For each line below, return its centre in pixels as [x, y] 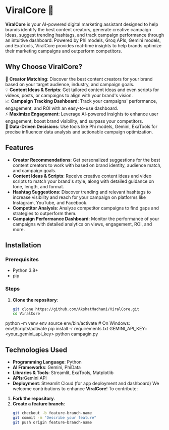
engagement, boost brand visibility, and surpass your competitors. [74, 121]
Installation [23, 245]
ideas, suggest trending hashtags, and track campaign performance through [85, 35]
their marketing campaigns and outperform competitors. [64, 51]
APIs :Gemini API [30, 378]
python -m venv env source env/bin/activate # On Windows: [68, 323]
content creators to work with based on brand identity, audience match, [87, 165]
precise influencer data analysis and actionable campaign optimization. [79, 132]
